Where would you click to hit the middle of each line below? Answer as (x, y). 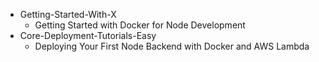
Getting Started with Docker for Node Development (140, 25)
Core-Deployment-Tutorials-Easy (88, 35)
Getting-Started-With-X (68, 14)
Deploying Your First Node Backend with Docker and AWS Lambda (172, 46)
